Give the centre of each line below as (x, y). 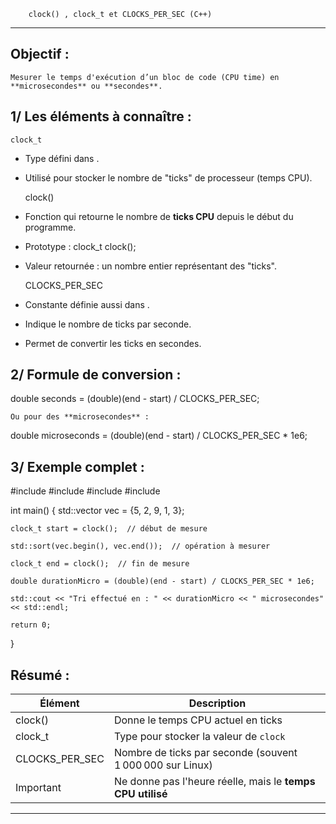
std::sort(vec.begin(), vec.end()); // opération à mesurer (140, 546)
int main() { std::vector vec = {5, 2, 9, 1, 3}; (97, 511)
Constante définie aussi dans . (87, 304)
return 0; (31, 625)
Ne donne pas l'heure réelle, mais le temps (214, 782)
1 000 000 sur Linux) (163, 765)
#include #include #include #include (85, 491)
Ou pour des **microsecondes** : (80, 417)
